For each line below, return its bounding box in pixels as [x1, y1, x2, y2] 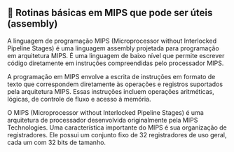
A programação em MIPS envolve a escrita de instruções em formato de [7, 72, 216, 81]
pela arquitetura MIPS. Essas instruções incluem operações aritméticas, [7, 87, 215, 95]
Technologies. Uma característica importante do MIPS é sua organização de [7, 123, 228, 132]
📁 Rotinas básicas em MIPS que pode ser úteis [7, 7, 213, 19]
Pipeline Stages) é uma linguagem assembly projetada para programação [7, 43, 219, 53]
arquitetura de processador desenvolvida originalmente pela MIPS [7, 116, 198, 124]
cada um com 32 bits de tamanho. [7, 138, 106, 146]
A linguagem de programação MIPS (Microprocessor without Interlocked [7, 36, 217, 45]
